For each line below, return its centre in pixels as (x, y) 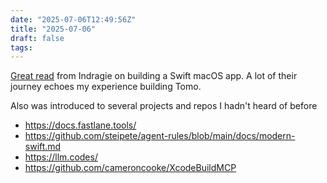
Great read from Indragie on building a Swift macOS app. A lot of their (154, 76)
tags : (21, 47)
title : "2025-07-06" (53, 29)
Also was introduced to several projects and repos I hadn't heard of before (164, 106)
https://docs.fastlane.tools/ (80, 125)
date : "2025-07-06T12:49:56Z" (73, 19)
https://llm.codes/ (61, 157)
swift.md (43, 147)
